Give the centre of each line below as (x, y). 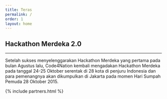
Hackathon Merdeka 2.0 (43, 44)
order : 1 (14, 19)
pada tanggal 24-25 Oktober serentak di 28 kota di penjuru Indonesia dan (81, 71)
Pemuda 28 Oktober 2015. (32, 82)
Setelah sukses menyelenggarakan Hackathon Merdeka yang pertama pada (83, 61)
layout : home (19, 24)
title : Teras (19, 10)
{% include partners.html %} (34, 91)
